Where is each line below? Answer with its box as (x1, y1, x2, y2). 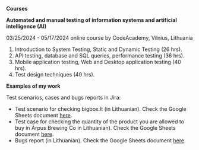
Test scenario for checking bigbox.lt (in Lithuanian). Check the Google (14, 106, 187, 112)
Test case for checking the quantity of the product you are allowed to (14, 118, 185, 125)
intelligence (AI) (6, 23, 46, 30)
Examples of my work (6, 82, 61, 90)
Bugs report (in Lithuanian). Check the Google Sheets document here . (14, 137, 186, 144)
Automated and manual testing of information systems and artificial (6, 17, 177, 23)
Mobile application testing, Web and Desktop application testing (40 (14, 59, 181, 65)
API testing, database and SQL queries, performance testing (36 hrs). (14, 52, 185, 59)
